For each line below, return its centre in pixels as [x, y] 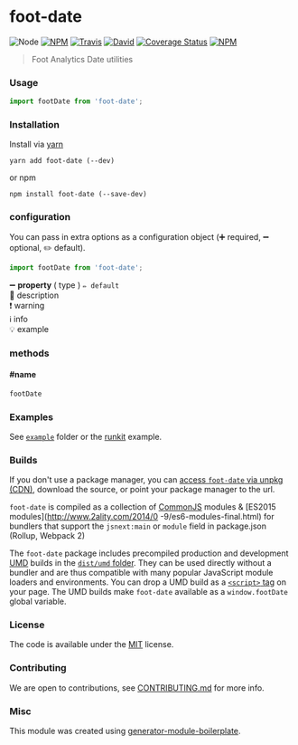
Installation [35, 125]
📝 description [34, 295]
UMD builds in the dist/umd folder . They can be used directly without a [141, 563]
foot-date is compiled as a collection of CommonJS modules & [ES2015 [143, 507]
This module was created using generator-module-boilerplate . [125, 731]
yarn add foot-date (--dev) [62, 161]
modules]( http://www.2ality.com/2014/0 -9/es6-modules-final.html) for [142, 517]
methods [29, 353]
